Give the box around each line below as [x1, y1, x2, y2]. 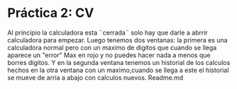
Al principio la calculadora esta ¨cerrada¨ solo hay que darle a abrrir [7, 28, 208, 37]
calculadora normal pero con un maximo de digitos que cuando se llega [7, 43, 217, 52]
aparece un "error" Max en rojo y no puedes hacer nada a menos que [7, 51, 211, 59]
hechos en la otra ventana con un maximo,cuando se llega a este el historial [7, 66, 229, 74]
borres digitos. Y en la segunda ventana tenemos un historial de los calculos [7, 58, 231, 66]
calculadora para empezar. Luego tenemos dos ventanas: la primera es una [7, 35, 228, 44]
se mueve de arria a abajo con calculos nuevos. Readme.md [7, 73, 184, 82]
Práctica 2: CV [7, 5, 94, 21]
